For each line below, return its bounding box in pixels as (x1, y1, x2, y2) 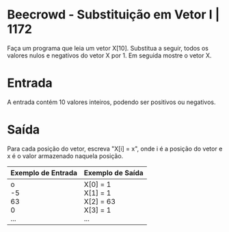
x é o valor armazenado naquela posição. (7, 151, 124, 160)
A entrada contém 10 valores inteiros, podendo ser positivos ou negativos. (7, 98, 217, 106)
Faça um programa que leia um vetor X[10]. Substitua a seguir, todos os (7, 44, 208, 52)
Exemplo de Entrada (10, 168, 77, 177)
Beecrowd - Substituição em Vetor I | (7, 7, 220, 23)
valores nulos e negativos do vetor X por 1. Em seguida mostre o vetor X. (7, 51, 212, 60)
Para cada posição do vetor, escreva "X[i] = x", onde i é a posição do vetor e (7, 144, 223, 153)
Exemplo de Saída (83, 168, 144, 177)
